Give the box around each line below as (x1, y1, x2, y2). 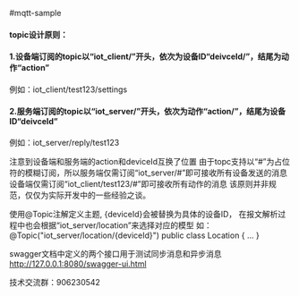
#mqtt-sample (9, 8, 62, 18)
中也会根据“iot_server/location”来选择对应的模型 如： (16, 220, 212, 231)
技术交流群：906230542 (9, 277, 101, 287)
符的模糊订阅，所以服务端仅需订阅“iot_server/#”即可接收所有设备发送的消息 (9, 167, 288, 178)
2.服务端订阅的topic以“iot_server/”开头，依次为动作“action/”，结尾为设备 (9, 106, 286, 117)
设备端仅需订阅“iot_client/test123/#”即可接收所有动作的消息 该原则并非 (9, 179, 269, 189)
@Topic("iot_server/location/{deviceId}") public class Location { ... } (9, 230, 260, 241)
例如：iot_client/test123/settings (9, 84, 128, 95)
